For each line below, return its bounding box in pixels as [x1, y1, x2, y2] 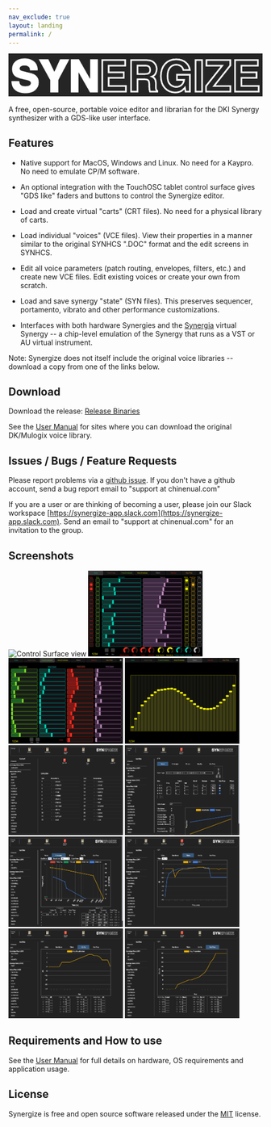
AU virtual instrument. [19, 337, 93, 347]
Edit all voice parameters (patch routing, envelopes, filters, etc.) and [19, 263, 246, 273]
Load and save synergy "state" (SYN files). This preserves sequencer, [19, 295, 253, 306]
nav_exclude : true [8, 13, 70, 21]
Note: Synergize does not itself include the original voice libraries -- [8, 353, 234, 362]
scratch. [19, 280, 48, 290]
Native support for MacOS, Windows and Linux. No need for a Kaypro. [19, 157, 254, 167]
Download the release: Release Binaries [8, 406, 140, 416]
